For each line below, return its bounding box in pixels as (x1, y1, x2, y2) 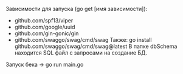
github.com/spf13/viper (14, 17, 74, 24)
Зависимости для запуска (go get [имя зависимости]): (5, 5, 148, 12)
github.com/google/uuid (14, 24, 75, 30)
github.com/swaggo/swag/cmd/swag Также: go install (14, 36, 152, 43)
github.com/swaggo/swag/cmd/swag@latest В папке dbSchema (14, 42, 178, 50)
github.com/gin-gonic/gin (14, 30, 79, 37)
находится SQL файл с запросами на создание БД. (14, 49, 147, 56)
